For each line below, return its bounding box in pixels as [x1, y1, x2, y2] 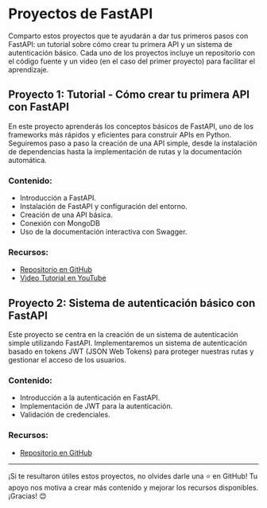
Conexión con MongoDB [19, 219, 101, 228]
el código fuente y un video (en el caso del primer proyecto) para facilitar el [8, 56, 256, 66]
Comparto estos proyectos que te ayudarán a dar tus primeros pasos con [8, 31, 249, 41]
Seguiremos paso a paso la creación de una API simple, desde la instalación [8, 138, 257, 148]
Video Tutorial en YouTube [19, 273, 106, 283]
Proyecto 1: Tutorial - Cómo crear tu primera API [8, 88, 250, 102]
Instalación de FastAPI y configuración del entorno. [19, 202, 188, 211]
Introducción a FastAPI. [19, 193, 97, 203]
